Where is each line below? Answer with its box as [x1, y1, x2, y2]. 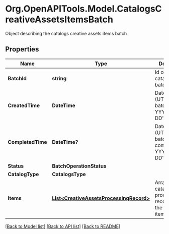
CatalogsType [52, 170, 86, 178]
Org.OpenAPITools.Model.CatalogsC [5, 3, 162, 15]
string [52, 75, 67, 82]
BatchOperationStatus [52, 162, 107, 169]
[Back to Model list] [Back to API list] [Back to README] [5, 223, 121, 229]
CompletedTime [8, 138, 47, 145]
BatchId [8, 75, 27, 82]
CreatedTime [8, 102, 40, 109]
